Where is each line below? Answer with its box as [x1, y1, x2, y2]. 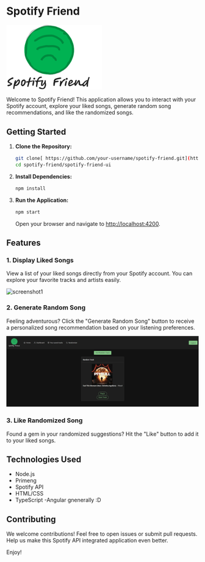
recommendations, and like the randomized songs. [6, 109, 134, 117]
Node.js [15, 470, 35, 478]
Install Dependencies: [15, 173, 72, 180]
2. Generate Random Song [6, 303, 86, 312]
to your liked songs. [6, 436, 56, 444]
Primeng [15, 477, 37, 485]
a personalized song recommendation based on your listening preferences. [6, 323, 195, 331]
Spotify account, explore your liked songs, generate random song [6, 103, 171, 110]
